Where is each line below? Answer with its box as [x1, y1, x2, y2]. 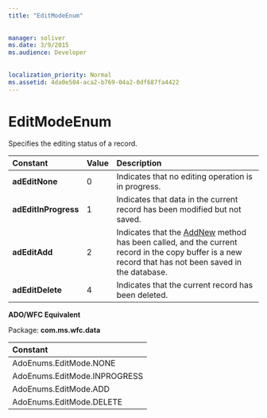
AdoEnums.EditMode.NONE [12, 357, 116, 369]
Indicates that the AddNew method [116, 227, 246, 238]
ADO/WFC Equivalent [8, 310, 81, 319]
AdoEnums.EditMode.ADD [12, 384, 110, 395]
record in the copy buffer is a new [116, 247, 242, 258]
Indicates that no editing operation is [116, 171, 253, 182]
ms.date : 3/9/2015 [8, 41, 69, 49]
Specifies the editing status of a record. [8, 139, 137, 148]
